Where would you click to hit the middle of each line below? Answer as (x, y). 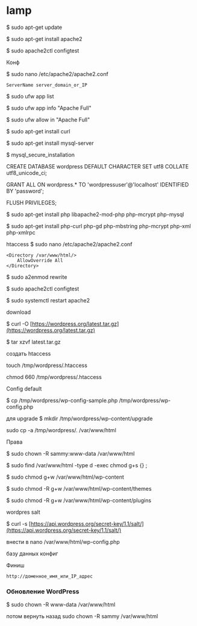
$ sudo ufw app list (30, 96)
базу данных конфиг (32, 554)
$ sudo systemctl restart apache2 (48, 300)
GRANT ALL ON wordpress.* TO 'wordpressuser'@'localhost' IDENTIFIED (98, 184)
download (19, 312)
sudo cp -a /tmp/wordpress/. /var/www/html (61, 430)
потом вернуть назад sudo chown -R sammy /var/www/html (82, 616)
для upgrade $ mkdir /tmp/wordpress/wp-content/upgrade (80, 418)
